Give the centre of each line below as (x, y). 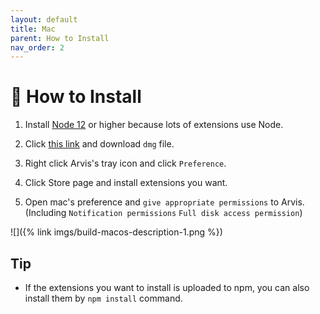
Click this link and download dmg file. (99, 144)
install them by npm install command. (103, 298)
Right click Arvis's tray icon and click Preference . (125, 163)
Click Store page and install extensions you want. (126, 183)
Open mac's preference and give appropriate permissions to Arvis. (164, 202)
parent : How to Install (60, 38)
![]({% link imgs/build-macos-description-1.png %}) (116, 232)
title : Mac (33, 29)
